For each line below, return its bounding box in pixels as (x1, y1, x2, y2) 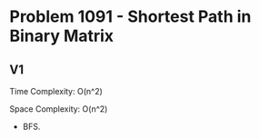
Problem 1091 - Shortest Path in (9, 6, 252, 27)
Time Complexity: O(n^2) (9, 86, 103, 96)
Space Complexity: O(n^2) (9, 104, 108, 114)
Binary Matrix (9, 25, 115, 46)
